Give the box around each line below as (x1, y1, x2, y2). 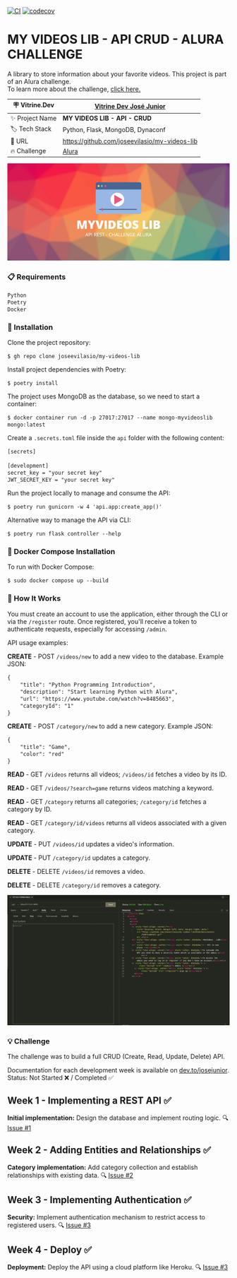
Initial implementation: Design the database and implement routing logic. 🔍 (7, 1113, 229, 1122)
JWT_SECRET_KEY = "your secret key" (7, 477, 115, 484)
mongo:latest (7, 421, 46, 429)
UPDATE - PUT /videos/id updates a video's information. (7, 839, 174, 848)
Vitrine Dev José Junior (94, 102, 166, 110)
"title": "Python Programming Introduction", (20, 681, 157, 688)
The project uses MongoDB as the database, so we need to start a (7, 392, 200, 401)
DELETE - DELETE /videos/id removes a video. (7, 867, 145, 875)
